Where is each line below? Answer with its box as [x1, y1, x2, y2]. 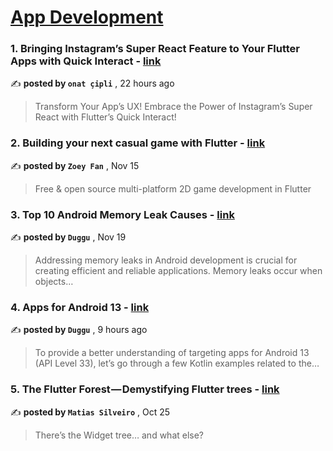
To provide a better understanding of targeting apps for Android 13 [34, 347, 310, 359]
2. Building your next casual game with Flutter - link [10, 136, 266, 150]
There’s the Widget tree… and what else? [34, 429, 205, 441]
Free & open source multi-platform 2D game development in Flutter [34, 182, 312, 195]
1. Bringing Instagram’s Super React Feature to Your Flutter [10, 42, 300, 56]
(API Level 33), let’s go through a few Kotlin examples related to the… [34, 357, 320, 370]
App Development [10, 6, 164, 29]
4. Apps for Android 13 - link [10, 301, 150, 314]
